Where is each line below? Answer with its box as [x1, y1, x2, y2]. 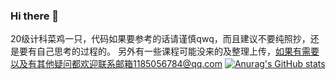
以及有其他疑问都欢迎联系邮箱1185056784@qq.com [10, 58, 223, 70]
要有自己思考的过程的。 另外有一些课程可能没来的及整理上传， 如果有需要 [18, 45, 320, 58]
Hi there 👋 [10, 9, 60, 23]
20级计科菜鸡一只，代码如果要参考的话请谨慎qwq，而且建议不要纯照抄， [10, 33, 311, 45]
